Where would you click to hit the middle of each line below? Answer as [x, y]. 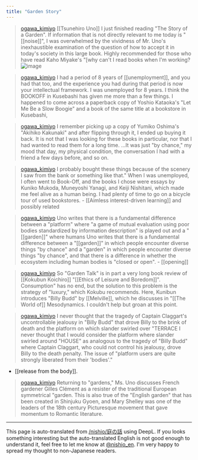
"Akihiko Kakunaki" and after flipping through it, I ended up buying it [103, 133]
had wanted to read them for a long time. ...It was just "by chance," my [106, 145]
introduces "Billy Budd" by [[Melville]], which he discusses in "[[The [103, 298]
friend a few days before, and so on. [65, 157]
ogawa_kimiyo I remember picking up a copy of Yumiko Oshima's [100, 126]
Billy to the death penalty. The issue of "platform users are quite [98, 353]
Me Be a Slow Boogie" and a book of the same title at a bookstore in [103, 108]
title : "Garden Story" [34, 11]
